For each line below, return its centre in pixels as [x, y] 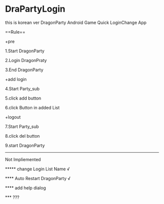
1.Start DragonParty [25, 51]
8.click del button [22, 136]
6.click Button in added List [32, 107]
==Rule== [15, 32]
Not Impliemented [23, 159]
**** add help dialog [26, 188]
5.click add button [23, 98]
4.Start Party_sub [22, 88]
